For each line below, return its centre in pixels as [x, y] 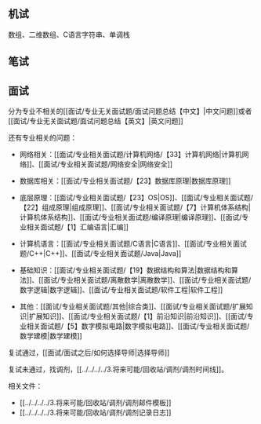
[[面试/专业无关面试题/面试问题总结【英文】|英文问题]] [96, 121]
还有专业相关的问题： [42, 138]
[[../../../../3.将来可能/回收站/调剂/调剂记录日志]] [95, 413]
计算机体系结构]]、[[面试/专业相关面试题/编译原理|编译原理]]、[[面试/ [130, 217]
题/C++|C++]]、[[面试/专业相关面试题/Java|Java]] [100, 254]
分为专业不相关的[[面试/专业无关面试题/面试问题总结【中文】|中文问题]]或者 [130, 111]
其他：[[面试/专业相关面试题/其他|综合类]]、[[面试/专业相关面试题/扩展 [133, 307]
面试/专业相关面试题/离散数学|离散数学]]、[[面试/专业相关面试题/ [147, 280]
